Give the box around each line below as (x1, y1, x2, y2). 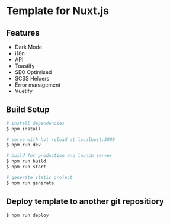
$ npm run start (6, 164, 46, 170)
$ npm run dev (6, 142, 41, 148)
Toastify (14, 62, 35, 69)
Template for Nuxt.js (6, 4, 110, 18)
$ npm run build (6, 158, 46, 164)
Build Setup (6, 105, 50, 115)
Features (6, 28, 40, 38)
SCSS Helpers (14, 75, 50, 82)
